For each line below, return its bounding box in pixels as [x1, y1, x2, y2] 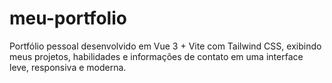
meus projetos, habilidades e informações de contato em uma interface [9, 50, 304, 62]
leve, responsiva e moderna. [9, 61, 127, 73]
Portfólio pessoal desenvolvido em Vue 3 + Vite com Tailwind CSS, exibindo [9, 40, 322, 52]
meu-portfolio [9, 7, 127, 30]
